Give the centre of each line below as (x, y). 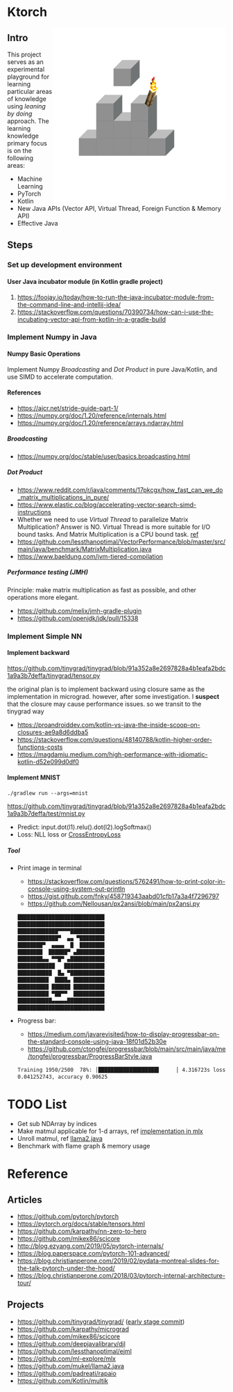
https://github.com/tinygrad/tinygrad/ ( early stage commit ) (101, 1321)
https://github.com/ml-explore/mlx (67, 1359)
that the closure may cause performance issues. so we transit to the (104, 704)
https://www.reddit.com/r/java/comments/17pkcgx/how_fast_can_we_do (120, 490)
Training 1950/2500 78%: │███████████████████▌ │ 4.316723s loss (121, 1070)
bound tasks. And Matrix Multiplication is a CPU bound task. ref (108, 534)
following (20, 158)
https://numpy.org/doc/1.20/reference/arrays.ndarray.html (100, 422)
